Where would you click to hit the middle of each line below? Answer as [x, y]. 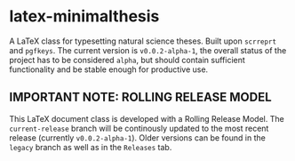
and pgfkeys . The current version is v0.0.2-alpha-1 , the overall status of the [148, 50]
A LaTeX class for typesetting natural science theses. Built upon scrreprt [143, 41]
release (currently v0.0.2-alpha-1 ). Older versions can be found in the [138, 137]
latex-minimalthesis [84, 16]
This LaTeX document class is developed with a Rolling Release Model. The [147, 118]
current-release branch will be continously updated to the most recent [139, 128]
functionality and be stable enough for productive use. [109, 69]
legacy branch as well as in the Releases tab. [91, 147]
